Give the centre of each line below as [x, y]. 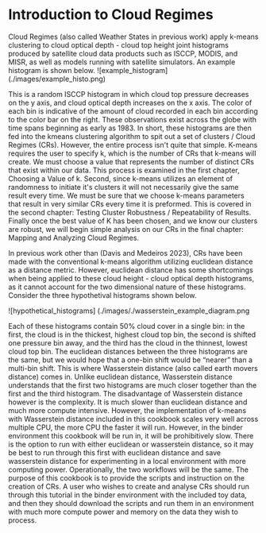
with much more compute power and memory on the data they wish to [123, 512]
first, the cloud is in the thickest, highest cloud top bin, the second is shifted [132, 334]
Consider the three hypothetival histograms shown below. [102, 295]
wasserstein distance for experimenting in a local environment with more [127, 461]
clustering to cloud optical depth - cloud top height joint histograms [118, 44]
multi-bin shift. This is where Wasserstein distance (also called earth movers [133, 368]
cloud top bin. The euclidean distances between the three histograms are [128, 351]
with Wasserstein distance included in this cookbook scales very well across [133, 419]
